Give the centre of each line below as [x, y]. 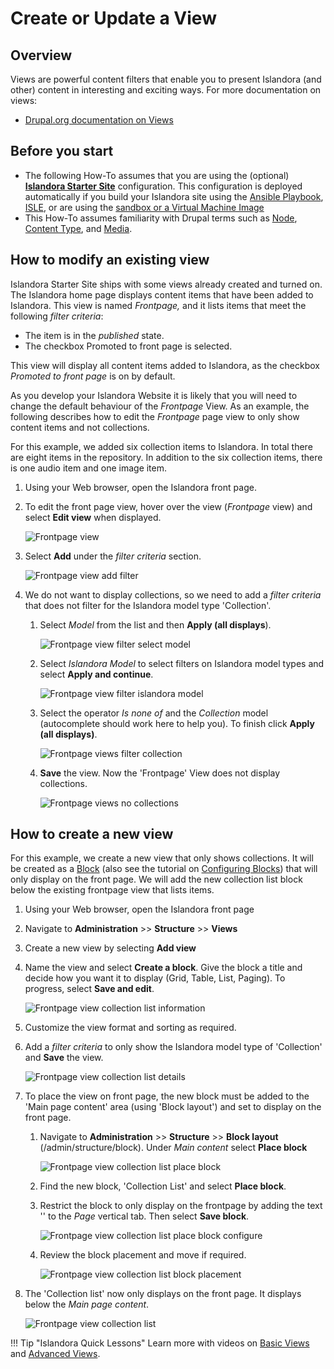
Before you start [62, 151]
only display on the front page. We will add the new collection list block [156, 879]
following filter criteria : [57, 316]
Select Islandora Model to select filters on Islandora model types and [182, 663]
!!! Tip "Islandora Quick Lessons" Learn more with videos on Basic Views [160, 1343]
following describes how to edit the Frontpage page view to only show [155, 416]
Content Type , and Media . [78, 228]
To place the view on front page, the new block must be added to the [167, 1096]
